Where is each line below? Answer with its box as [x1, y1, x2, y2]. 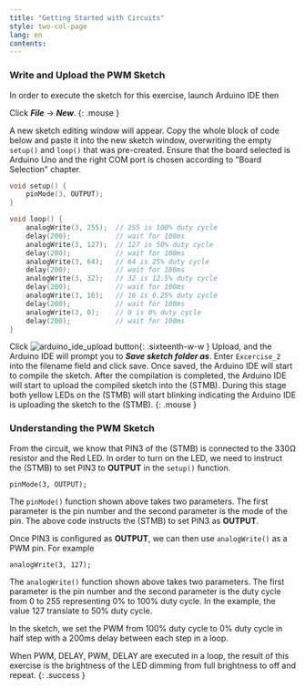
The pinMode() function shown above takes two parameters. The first [9, 496, 269, 507]
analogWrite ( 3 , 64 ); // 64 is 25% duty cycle [25, 257, 209, 266]
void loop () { [9, 215, 64, 224]
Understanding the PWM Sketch [9, 422, 155, 435]
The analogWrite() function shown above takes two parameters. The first [9, 576, 285, 587]
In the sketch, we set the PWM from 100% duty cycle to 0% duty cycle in [9, 622, 283, 633]
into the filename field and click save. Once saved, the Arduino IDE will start [9, 361, 293, 372]
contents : [9, 38, 47, 48]
